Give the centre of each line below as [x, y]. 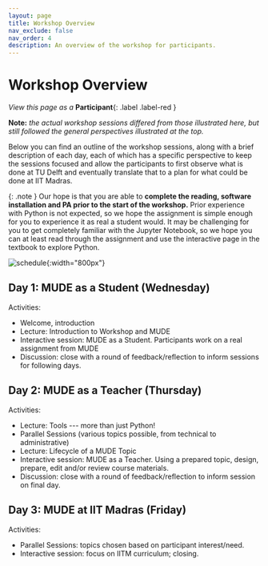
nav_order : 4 [30, 38]
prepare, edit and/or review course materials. [94, 468]
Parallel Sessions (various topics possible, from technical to [118, 434]
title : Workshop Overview [51, 23]
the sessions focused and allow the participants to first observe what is [126, 164]
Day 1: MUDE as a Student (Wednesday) [109, 288]
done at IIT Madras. [40, 181]
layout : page [30, 16]
